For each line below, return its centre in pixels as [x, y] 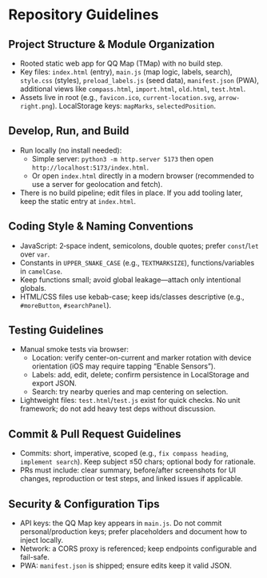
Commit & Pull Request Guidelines [95, 434]
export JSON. [54, 383]
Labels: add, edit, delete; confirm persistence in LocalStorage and [140, 375]
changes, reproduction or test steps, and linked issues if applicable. [132, 479]
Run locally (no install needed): [71, 150]
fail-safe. [35, 557]
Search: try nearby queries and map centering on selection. [130, 392]
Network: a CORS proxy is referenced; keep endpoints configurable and [138, 548]
